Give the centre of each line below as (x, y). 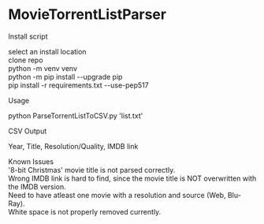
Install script (28, 36)
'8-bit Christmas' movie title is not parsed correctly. (92, 170)
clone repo (26, 60)
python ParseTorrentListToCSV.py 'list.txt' (76, 115)
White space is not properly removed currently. (85, 211)
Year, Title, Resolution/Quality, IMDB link (73, 146)
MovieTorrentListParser (87, 15)
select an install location (47, 51)
